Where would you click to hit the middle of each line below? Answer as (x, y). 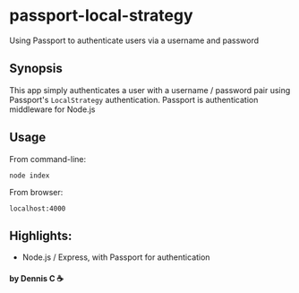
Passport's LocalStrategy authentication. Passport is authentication (134, 99)
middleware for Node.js (52, 109)
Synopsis (36, 69)
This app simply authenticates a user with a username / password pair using (150, 90)
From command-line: (48, 159)
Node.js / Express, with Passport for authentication (116, 257)
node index (30, 176)
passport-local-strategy (102, 16)
